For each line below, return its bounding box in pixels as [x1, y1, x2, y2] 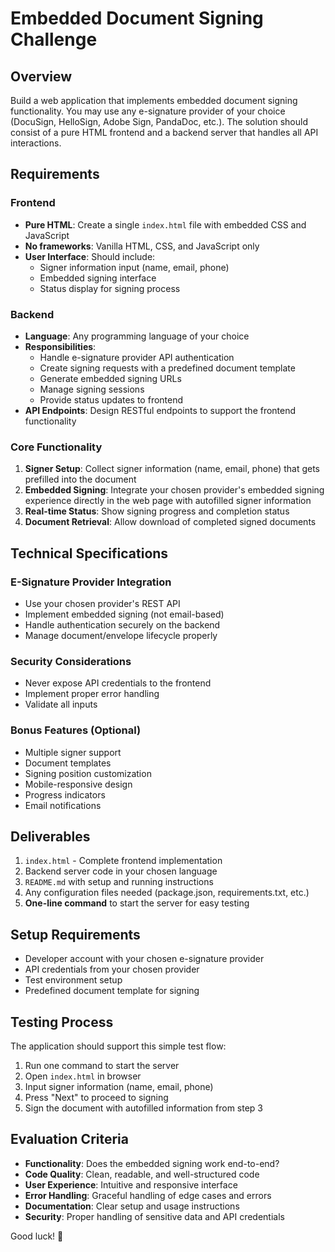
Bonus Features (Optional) [10, 723, 142, 737]
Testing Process [10, 1013, 114, 1031]
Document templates [24, 757, 112, 769]
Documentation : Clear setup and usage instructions [24, 1200, 240, 1212]
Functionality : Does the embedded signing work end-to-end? [24, 1157, 280, 1169]
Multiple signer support [24, 746, 122, 758]
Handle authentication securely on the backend [24, 618, 221, 631]
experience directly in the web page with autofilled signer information [24, 495, 312, 507]
